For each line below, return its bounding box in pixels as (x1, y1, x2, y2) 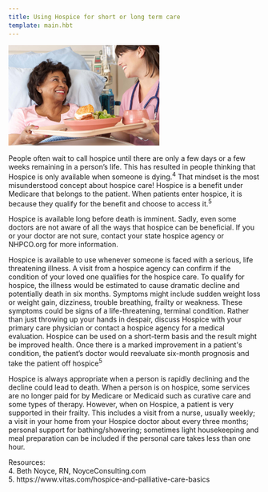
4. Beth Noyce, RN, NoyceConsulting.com (8, 466, 146, 475)
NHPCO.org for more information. (8, 240, 118, 250)
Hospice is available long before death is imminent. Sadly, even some (8, 214, 237, 224)
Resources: (8, 457, 46, 467)
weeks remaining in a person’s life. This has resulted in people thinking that (8, 162, 256, 171)
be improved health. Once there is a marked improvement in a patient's (8, 340, 242, 350)
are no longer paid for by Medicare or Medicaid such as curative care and (8, 390, 251, 400)
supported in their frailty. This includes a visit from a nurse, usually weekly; (8, 408, 256, 418)
